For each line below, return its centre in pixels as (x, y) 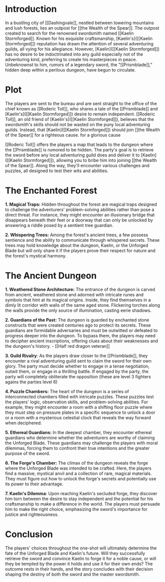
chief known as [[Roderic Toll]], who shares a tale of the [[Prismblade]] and (82, 109)
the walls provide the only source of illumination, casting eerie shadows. (78, 310)
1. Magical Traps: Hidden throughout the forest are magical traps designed (81, 204)
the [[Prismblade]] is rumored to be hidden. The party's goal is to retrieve (80, 149)
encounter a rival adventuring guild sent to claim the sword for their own (78, 361)
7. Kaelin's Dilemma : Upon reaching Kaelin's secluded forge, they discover (81, 493)
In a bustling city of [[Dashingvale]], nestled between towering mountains (80, 23)
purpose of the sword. (28, 453)
